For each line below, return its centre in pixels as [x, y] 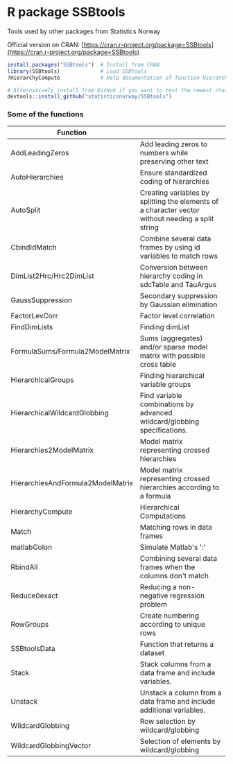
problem [154, 604]
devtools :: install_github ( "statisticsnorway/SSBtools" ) [89, 97]
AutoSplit [26, 210]
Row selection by [168, 721]
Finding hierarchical [172, 375]
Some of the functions [45, 114]
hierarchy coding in [171, 276]
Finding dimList [165, 327]
